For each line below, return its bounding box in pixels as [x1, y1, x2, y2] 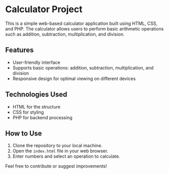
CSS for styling [12, 109, 44, 115]
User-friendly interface [12, 59, 61, 65]
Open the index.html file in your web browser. [12, 148, 108, 154]
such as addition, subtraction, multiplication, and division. [5, 31, 125, 37]
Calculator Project [5, 4, 83, 15]
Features [5, 46, 34, 54]
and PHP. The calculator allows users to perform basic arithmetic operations [5, 25, 164, 31]
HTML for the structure [12, 103, 61, 110]
